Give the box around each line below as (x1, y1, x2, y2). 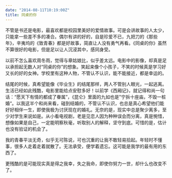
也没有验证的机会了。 (5, 126, 50, 132)
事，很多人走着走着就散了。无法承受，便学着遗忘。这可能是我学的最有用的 (5, 143, 162, 149)
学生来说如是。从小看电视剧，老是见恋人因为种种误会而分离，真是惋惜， (14, 113, 167, 119)
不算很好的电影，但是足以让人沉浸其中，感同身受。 (5, 46, 113, 52)
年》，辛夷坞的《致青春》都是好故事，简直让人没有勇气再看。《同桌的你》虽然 (5, 39, 167, 46)
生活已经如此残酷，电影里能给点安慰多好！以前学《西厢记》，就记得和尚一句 (5, 87, 165, 93)
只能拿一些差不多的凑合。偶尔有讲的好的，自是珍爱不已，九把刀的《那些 (5, 33, 158, 39)
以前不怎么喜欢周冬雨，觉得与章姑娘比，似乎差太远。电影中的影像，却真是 (5, 57, 162, 63)
